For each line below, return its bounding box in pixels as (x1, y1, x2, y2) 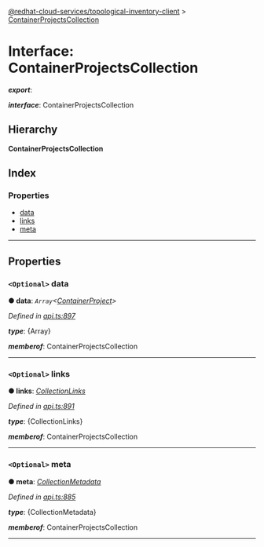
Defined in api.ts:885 (8, 492, 76, 501)
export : (8, 85, 33, 94)
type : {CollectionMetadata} (8, 507, 97, 516)
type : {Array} (8, 326, 51, 336)
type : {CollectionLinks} (8, 417, 83, 426)
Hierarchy (8, 123, 58, 137)
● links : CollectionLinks (8, 386, 86, 396)
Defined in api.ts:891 (8, 402, 75, 411)
